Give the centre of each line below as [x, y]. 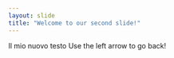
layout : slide [32, 15]
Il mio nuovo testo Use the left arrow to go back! [87, 45]
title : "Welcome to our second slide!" [75, 23]
